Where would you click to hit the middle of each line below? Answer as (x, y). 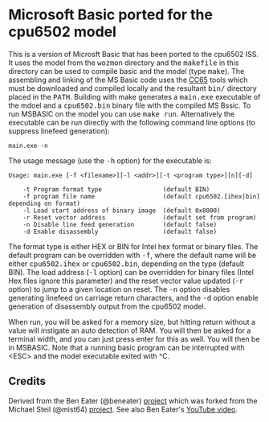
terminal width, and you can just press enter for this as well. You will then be (134, 338)
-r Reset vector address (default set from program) (140, 217)
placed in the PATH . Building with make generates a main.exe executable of (134, 96)
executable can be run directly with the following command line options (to (132, 122)
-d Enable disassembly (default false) (120, 231)
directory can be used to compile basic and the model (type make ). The (126, 71)
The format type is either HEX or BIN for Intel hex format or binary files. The (133, 246)
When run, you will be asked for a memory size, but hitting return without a (132, 322)
